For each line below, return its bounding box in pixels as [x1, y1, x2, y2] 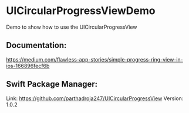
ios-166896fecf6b [6, 62, 50, 69]
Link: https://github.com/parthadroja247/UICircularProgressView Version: [6, 95, 184, 102]
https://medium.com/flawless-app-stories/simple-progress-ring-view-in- [6, 56, 183, 63]
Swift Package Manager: [6, 79, 98, 89]
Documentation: [6, 40, 67, 50]
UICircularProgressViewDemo [6, 4, 156, 18]
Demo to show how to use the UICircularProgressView [6, 23, 137, 30]
